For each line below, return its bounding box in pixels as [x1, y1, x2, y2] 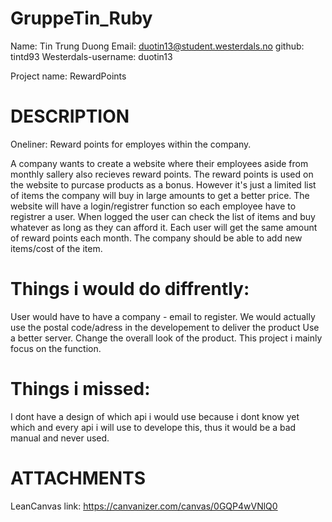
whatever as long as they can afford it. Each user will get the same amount [10, 221, 318, 233]
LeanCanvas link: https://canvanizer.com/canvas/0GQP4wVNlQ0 [10, 500, 278, 512]
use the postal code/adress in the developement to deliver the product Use [10, 321, 320, 333]
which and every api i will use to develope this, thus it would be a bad [10, 421, 297, 433]
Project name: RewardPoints [10, 70, 127, 82]
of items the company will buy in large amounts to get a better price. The [10, 189, 310, 201]
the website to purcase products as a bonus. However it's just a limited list [10, 178, 317, 191]
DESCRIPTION [10, 105, 130, 128]
